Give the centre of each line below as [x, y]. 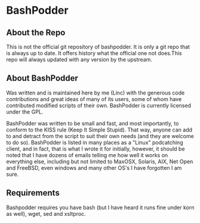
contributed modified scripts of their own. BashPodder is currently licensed [99, 105]
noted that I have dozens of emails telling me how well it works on [87, 155]
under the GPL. [25, 112]
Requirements [33, 193]
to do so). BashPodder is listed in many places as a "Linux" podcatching [95, 142]
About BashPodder [42, 78]
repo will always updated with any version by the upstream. [79, 59]
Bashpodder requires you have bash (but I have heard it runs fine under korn [100, 207]
